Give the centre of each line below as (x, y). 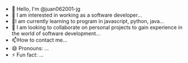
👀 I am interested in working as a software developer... (77, 15)
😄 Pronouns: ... (30, 48)
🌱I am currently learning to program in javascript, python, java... (88, 21)
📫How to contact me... (39, 40)
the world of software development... (56, 34)
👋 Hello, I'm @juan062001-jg (46, 9)
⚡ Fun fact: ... (27, 55)
